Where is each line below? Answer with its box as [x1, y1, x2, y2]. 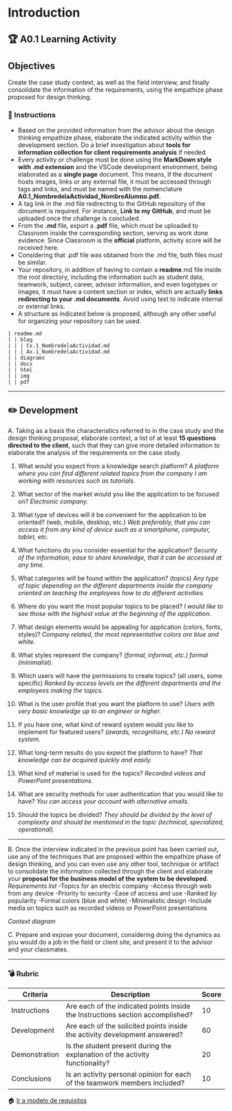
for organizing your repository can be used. [17, 316, 142, 325]
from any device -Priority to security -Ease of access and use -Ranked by [8, 889, 218, 897]
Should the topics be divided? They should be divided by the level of [17, 810, 212, 819]
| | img [8, 372, 30, 379]
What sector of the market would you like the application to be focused [17, 490, 220, 498]
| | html [8, 366, 33, 374]
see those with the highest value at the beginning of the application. [17, 609, 212, 617]
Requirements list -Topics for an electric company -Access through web [8, 882, 212, 890]
